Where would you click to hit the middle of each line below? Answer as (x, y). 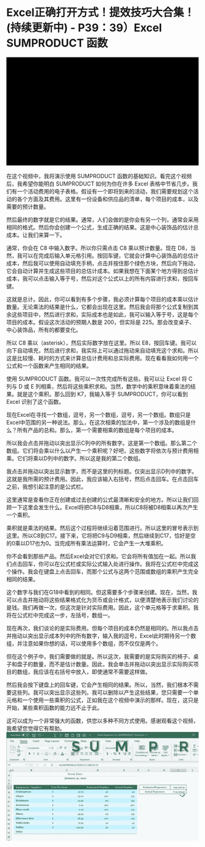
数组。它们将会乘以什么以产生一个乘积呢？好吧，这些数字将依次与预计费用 (100, 451)
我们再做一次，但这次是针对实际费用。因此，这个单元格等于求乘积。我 (110, 608)
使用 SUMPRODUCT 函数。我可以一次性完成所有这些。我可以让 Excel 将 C (99, 379)
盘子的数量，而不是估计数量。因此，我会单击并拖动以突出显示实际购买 (105, 664)
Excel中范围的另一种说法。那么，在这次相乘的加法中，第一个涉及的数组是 (99, 422)
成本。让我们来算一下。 (36, 235)
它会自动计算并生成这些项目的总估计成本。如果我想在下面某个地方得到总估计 (103, 271)
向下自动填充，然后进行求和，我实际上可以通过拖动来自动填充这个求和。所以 (103, 351)
